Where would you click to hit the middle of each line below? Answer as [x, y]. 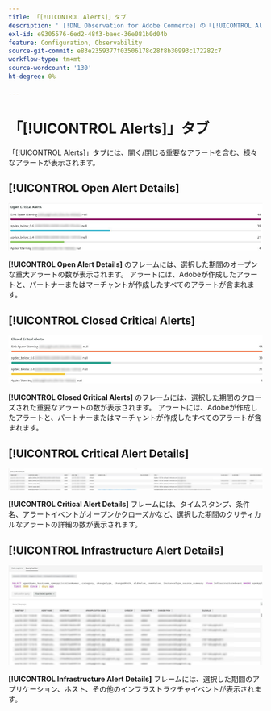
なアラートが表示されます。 [54, 162]
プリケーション [33, 688]
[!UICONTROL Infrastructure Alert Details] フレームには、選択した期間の [130, 679]
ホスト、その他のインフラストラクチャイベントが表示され [159, 688]
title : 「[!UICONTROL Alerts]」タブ [67, 17]
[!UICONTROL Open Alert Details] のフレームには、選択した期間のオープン [133, 264]
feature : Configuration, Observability [75, 43]
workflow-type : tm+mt [45, 60]
